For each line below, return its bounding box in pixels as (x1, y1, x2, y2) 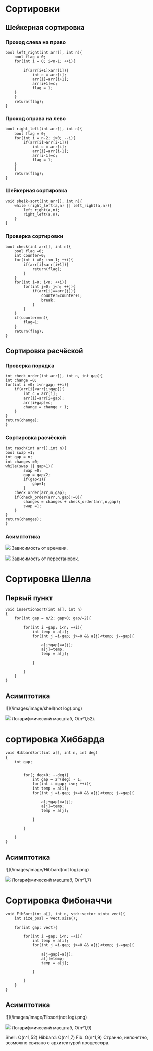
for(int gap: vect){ (14, 925, 58, 930)
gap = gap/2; (23, 472, 51, 477)
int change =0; (5, 378, 37, 383)
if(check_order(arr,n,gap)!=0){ (14, 495, 82, 500)
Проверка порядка (5, 362, 55, 369)
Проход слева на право (5, 39, 66, 46)
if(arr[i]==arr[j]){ (32, 288, 76, 293)
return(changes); (5, 516, 42, 522)
